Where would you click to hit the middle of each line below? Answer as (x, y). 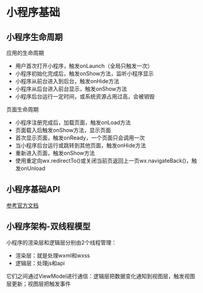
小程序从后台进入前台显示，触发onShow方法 (71, 89)
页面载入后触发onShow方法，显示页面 (63, 130)
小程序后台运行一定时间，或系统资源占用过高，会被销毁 (85, 96)
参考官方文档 (22, 205)
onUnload (33, 168)
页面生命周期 (22, 109)
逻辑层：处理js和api (40, 263)
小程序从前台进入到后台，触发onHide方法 (67, 81)
